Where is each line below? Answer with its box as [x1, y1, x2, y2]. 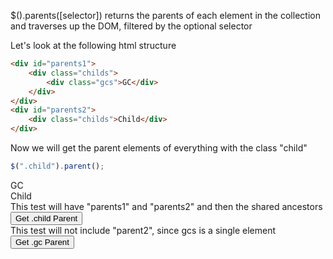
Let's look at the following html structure [10, 40, 177, 51]
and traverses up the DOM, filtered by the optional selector [10, 20, 253, 32]
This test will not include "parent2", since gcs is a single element [10, 224, 277, 236]
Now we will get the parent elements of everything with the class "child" [10, 142, 308, 154]
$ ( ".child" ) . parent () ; [10, 161, 105, 171]
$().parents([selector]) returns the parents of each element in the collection [10, 10, 321, 21]
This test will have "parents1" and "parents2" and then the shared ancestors [10, 200, 323, 212]
